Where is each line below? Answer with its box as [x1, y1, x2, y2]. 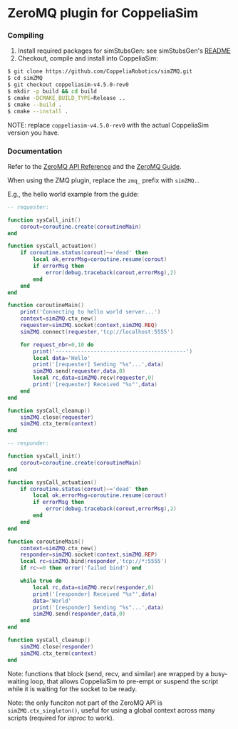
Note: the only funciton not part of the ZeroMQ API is [7, 698, 162, 707]
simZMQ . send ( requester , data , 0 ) [33, 368, 126, 375]
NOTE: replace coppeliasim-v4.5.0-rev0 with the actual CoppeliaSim [7, 120, 209, 129]
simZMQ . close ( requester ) [20, 413, 94, 421]
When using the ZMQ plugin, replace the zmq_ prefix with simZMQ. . [7, 176, 200, 185]
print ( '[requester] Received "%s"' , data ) [33, 381, 158, 388]
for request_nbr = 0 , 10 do [20, 341, 94, 348]
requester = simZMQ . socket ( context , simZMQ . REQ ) [20, 322, 158, 329]
